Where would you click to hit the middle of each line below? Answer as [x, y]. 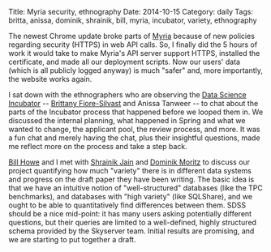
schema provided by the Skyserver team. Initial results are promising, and [131, 231]
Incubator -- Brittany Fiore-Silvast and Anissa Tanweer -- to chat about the [133, 103]
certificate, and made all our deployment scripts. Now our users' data [125, 62]
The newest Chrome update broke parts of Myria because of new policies [132, 36]
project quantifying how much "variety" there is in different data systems [130, 171]
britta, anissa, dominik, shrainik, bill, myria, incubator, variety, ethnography [133, 20]
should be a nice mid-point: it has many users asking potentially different [130, 214]
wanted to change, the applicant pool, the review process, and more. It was [134, 129]
